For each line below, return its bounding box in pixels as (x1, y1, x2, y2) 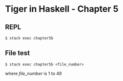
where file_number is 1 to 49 (5, 70, 62, 76)
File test (5, 49, 30, 57)
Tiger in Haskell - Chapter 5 (5, 3, 119, 15)
